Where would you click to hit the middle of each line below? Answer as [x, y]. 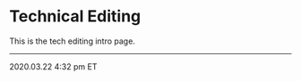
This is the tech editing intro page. [73, 41]
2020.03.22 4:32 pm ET [53, 66]
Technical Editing [75, 16]
